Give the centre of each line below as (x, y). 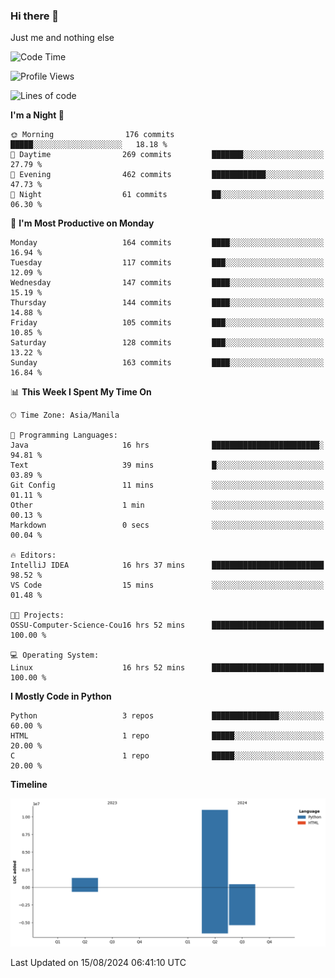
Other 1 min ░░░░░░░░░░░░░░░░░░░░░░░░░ (167, 505)
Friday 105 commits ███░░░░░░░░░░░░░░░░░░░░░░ (167, 323)
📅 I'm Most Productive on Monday (82, 223)
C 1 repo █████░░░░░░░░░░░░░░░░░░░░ (167, 756)
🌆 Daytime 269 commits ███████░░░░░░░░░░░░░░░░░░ (167, 155)
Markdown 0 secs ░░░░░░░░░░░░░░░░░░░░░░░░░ (167, 525)
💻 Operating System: (55, 655)
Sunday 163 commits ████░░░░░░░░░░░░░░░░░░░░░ (167, 363)
